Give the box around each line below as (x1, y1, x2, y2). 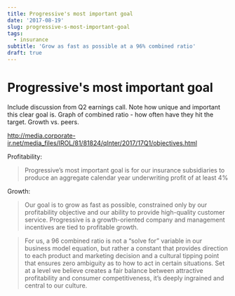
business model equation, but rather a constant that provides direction (24, 243, 228, 253)
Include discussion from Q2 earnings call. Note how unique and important (7, 102, 221, 111)
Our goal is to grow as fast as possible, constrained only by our (24, 201, 208, 209)
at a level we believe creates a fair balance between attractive (24, 266, 203, 274)
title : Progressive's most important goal (7, 10, 133, 18)
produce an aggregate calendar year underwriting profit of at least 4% (24, 173, 229, 182)
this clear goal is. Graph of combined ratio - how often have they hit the (7, 110, 214, 119)
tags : (7, 29, 23, 37)
